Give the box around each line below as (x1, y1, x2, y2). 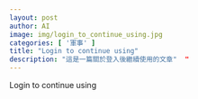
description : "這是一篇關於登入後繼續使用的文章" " (9, 55, 190, 64)
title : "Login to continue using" (9, 47, 139, 56)
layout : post (9, 13, 58, 22)
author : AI (9, 22, 50, 31)
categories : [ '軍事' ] (9, 38, 96, 48)
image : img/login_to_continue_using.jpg (9, 30, 164, 39)
